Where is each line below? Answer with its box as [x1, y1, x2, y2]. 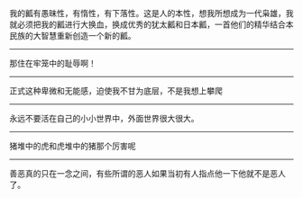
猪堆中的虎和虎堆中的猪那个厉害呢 [9, 140, 136, 151]
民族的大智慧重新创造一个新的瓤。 [9, 31, 136, 40]
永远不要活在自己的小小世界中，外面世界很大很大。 [9, 113, 199, 123]
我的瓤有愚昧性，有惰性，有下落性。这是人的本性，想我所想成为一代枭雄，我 [9, 8, 294, 18]
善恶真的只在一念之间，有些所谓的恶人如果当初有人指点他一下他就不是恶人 [9, 168, 286, 178]
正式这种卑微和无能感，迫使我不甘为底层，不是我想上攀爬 [9, 85, 223, 96]
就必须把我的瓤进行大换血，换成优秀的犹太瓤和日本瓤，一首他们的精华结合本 [9, 19, 294, 30]
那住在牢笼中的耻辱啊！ [9, 58, 96, 68]
